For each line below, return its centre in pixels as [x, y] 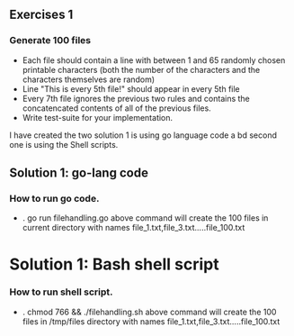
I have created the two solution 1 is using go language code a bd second [143, 135]
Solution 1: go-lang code [79, 173]
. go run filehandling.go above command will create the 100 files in [145, 218]
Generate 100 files [50, 41]
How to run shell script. [62, 292]
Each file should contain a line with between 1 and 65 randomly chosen [154, 60]
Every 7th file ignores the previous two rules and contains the [136, 98]
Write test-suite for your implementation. [98, 117]
